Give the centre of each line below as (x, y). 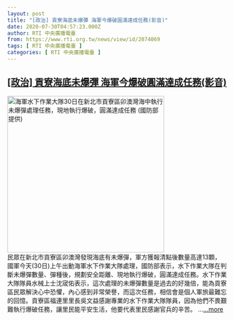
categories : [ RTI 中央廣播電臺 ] (54, 53)
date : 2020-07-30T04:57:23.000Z (54, 26)
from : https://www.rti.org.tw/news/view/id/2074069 (84, 40)
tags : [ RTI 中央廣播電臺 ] (45, 46)
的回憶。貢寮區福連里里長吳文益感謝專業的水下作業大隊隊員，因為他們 (108, 301)
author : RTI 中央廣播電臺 (42, 33)
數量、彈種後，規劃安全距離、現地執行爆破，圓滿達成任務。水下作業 (129, 274)
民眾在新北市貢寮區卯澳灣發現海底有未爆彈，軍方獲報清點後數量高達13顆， (114, 257)
